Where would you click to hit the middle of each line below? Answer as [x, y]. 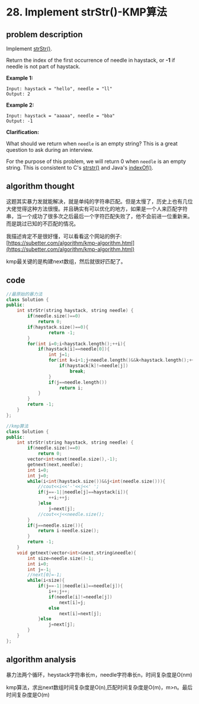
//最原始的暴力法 [24, 294]
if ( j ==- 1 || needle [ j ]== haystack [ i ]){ [83, 492]
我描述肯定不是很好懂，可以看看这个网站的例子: [64, 236]
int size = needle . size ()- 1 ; [61, 558]
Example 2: [20, 105]
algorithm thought [41, 187]
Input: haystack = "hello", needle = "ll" [59, 89]
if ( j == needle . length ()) [78, 382]
